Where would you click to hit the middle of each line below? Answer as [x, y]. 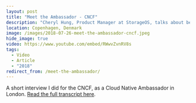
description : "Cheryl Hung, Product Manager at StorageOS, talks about [95, 22]
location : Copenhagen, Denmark [44, 28]
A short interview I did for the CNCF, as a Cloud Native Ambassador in [90, 88]
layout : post [22, 11]
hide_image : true [27, 39]
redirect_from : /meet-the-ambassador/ [53, 71]
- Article [23, 60]
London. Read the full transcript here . [51, 94]
